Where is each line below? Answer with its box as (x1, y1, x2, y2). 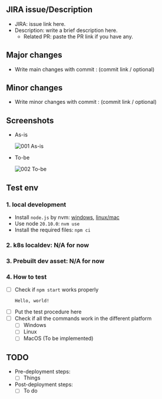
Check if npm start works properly (14, 286, 99, 293)
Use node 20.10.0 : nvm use (14, 220, 80, 227)
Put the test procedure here (14, 308, 82, 315)
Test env (6, 182, 39, 192)
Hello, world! (14, 298, 49, 304)
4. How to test (6, 273, 47, 281)
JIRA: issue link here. (14, 20, 66, 27)
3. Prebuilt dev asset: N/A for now (6, 257, 105, 265)
